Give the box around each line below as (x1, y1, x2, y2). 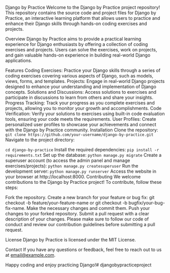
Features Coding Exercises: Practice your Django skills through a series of (5, 67, 161, 73)
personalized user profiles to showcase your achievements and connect (5, 122, 157, 127)
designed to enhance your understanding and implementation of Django (5, 84, 157, 90)
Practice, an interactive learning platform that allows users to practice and (5, 15, 160, 21)
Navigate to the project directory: (5, 137, 75, 143)
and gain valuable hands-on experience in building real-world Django (5, 52, 151, 58)
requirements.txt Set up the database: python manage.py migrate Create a (5, 152, 162, 158)
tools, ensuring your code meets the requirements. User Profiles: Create (5, 116, 156, 122)
